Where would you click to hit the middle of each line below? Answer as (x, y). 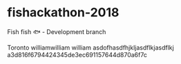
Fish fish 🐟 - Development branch (57, 31)
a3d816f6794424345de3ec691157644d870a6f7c (77, 54)
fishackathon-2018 (63, 13)
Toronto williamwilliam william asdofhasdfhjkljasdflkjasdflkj (90, 47)
